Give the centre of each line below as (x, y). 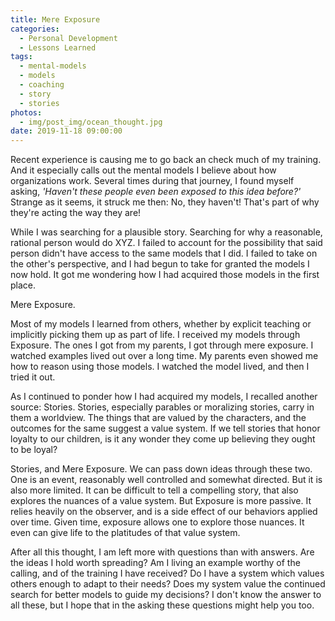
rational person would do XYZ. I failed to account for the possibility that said (166, 243)
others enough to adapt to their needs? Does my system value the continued (168, 584)
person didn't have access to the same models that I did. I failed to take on (164, 253)
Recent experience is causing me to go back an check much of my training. (166, 160)
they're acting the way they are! (76, 213)
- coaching (42, 85)
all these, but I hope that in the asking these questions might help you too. (162, 605)
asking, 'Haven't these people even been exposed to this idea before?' (156, 192)
